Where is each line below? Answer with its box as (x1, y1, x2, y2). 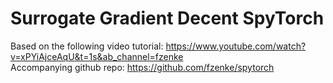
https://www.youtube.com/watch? (165, 40, 307, 52)
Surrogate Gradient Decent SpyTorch (10, 7, 325, 30)
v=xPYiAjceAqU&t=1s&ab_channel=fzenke (10, 50, 184, 62)
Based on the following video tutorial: (10, 40, 164, 52)
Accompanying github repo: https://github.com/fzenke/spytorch (10, 61, 275, 73)
